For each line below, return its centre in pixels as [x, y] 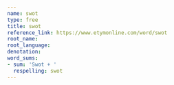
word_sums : [23, 58]
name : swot [23, 13]
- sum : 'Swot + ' [32, 64]
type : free [23, 20]
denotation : [24, 52]
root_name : [23, 39]
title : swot [24, 26]
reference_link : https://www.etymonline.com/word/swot [87, 33]
